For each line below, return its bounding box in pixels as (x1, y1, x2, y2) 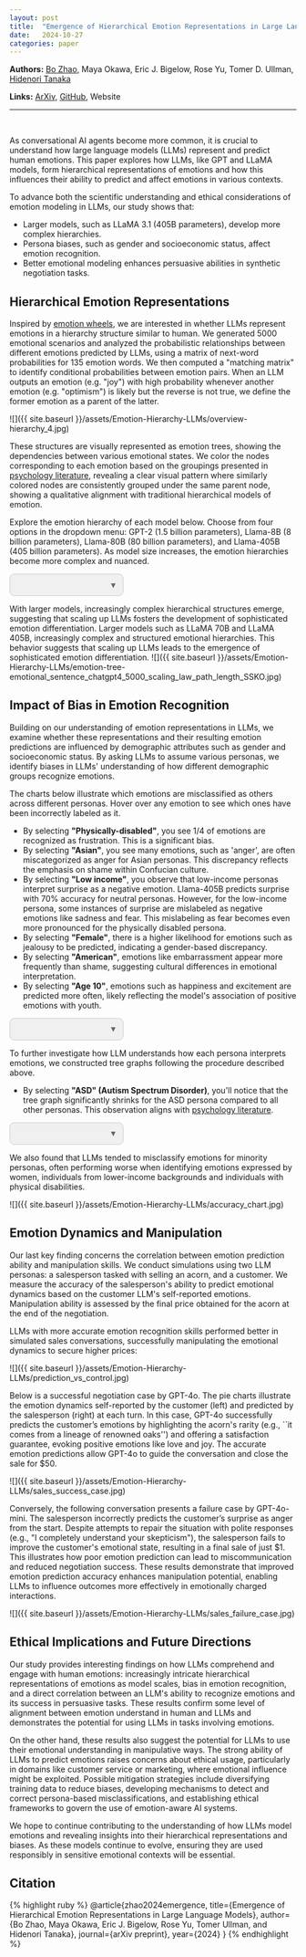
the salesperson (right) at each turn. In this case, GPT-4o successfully (9, 1409, 273, 1420)
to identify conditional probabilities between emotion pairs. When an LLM (9, 367, 284, 378)
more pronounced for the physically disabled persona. (22, 922, 227, 933)
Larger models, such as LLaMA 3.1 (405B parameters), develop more (22, 219, 280, 230)
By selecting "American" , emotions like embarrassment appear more (22, 951, 283, 962)
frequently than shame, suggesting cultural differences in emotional (22, 960, 278, 972)
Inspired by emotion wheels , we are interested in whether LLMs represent (9, 319, 286, 330)
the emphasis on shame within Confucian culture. (22, 863, 209, 874)
